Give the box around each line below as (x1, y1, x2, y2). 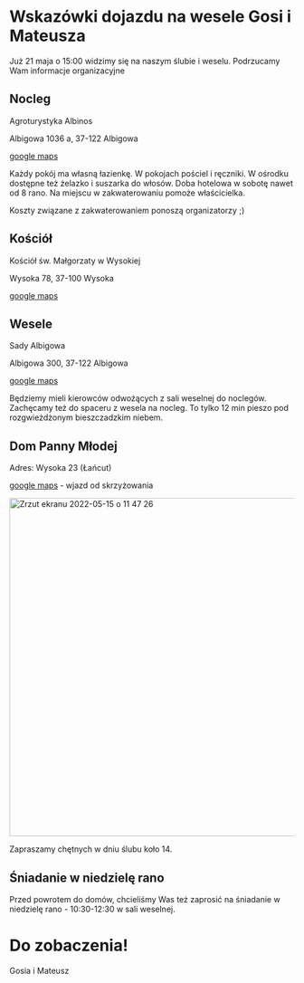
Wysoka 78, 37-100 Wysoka (9, 272, 115, 283)
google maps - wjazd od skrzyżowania (9, 480, 154, 491)
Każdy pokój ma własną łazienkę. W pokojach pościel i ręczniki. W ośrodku (9, 167, 290, 178)
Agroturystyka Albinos (9, 115, 93, 126)
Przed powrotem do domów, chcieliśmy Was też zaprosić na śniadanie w (9, 894, 280, 904)
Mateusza (9, 25, 86, 46)
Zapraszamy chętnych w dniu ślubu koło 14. (9, 844, 173, 854)
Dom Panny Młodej (9, 438, 118, 453)
